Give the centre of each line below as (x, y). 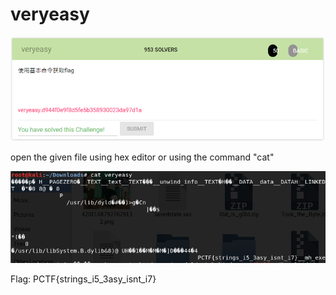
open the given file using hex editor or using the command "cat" (142, 157)
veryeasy (50, 14)
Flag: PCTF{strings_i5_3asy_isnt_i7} (83, 279)
